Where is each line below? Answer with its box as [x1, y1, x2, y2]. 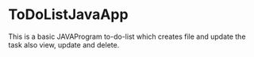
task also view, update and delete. [8, 40, 120, 49]
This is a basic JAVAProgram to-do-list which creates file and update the [8, 32, 246, 41]
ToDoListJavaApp [8, 6, 129, 24]
